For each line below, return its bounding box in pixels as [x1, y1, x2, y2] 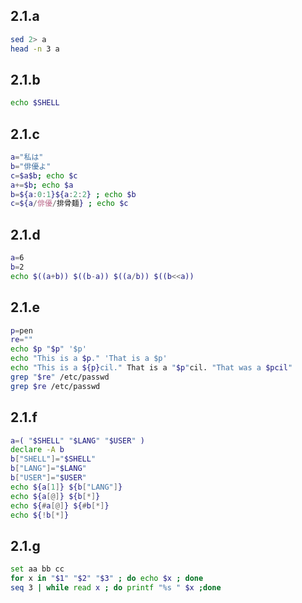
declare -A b [10, 445, 65, 455]
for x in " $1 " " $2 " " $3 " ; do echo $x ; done [10, 574, 204, 584]
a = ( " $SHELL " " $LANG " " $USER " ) [10, 435, 145, 446]
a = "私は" [10, 152, 44, 163]
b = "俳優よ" [10, 161, 52, 171]
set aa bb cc [10, 564, 65, 574]
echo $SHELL [10, 98, 60, 108]
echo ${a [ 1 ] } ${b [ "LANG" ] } [10, 482, 123, 492]
